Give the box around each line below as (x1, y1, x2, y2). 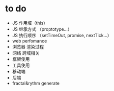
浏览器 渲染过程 (12, 44, 44, 49)
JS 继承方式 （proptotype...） (12, 26, 72, 32)
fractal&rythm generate (12, 80, 60, 86)
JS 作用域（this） (12, 20, 48, 26)
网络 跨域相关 (12, 50, 40, 56)
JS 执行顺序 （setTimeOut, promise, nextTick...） (12, 32, 112, 38)
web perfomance (12, 38, 47, 44)
